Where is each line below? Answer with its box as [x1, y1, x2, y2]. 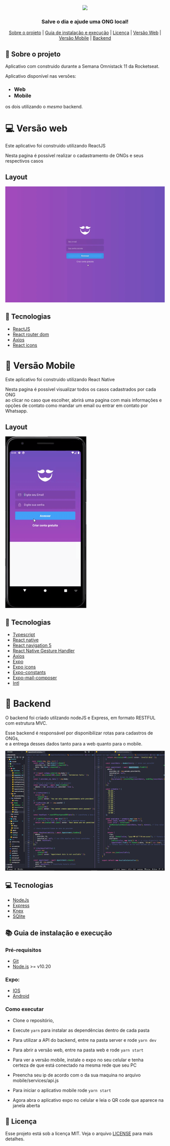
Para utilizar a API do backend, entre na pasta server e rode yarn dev [12, 1037, 157, 1043]
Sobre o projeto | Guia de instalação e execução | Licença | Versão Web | [9, 29, 161, 36]
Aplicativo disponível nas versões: [5, 73, 76, 79]
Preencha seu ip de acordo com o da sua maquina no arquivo [12, 1072, 141, 1078]
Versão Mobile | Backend [59, 35, 111, 41]
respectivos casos [5, 158, 44, 164]
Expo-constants [12, 669, 46, 675]
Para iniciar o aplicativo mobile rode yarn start [12, 1087, 111, 1093]
